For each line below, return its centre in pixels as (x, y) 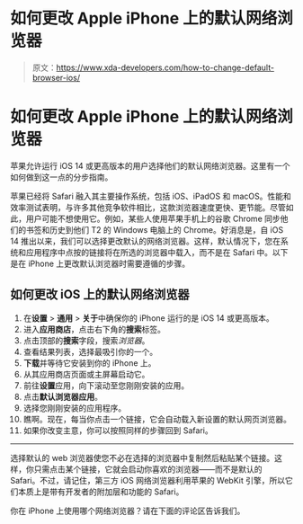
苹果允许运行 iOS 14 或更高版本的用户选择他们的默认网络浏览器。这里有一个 (150, 165)
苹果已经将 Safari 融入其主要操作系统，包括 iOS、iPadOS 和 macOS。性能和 (151, 196)
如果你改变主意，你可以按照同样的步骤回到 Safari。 (118, 430)
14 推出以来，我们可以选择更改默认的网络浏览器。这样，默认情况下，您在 (146, 241)
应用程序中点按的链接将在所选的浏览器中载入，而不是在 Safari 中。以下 (157, 252)
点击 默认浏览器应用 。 (62, 396)
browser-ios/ (56, 77)
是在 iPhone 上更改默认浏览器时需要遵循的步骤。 (100, 263)
